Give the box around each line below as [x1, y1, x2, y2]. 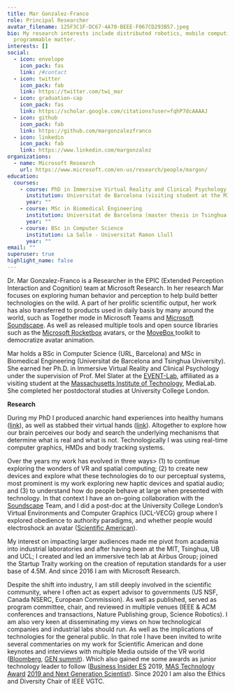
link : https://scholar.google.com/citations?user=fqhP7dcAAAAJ [20, 108, 208, 115]
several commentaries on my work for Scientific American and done [7, 640, 204, 648]
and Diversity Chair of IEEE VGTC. [7, 677, 105, 685]
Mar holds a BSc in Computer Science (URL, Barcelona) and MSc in [7, 349, 201, 357]
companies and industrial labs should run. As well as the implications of [7, 625, 213, 633]
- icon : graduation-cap [13, 95, 83, 102]
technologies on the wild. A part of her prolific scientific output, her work [7, 298, 217, 307]
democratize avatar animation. [7, 336, 95, 344]
